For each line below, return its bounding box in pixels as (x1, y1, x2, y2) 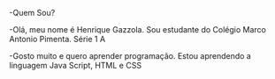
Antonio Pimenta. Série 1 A (9, 34, 106, 44)
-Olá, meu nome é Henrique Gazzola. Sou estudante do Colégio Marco (9, 25, 267, 34)
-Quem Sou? (9, 8, 56, 18)
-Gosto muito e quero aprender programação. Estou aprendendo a (9, 51, 252, 61)
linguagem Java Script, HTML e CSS (9, 61, 142, 70)
